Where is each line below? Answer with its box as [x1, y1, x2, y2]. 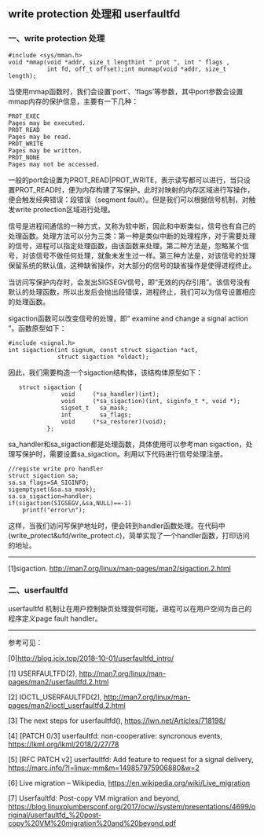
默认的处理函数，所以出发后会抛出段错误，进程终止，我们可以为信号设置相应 [8, 287, 256, 296]
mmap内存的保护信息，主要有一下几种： [8, 97, 139, 106]
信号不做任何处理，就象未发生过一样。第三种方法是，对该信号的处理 [35, 251, 256, 260]
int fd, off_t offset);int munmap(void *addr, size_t [46, 65, 226, 73]
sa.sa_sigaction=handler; [8, 492, 93, 500]
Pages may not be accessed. [8, 160, 101, 168]
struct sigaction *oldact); [57, 353, 149, 361]
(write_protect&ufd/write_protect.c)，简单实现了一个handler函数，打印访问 [8, 530, 250, 540]
